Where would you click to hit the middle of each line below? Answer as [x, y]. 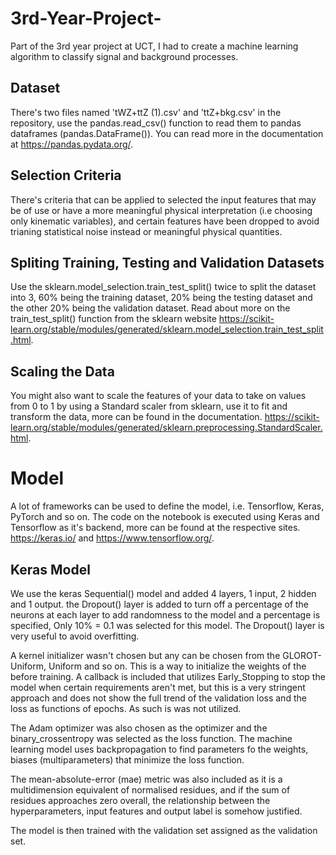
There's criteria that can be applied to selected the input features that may [163, 199]
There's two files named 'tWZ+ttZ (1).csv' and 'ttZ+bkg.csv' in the [146, 112]
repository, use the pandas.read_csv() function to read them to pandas [156, 123]
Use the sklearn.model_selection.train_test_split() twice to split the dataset [163, 287]
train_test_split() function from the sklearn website [113, 319]
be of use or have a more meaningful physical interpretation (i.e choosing [161, 210]
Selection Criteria [66, 175]
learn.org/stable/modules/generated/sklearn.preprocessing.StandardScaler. [166, 428]
